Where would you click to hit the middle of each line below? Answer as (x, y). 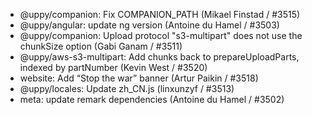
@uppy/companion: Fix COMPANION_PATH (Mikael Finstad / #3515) (160, 14)
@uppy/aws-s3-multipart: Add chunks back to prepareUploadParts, (159, 57)
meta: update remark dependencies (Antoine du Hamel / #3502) (152, 99)
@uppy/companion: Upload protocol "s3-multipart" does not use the (161, 35)
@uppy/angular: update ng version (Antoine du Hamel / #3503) (149, 25)
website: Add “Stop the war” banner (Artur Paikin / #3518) (139, 78)
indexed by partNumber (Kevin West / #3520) (113, 67)
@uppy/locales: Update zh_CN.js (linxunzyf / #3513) (127, 88)
